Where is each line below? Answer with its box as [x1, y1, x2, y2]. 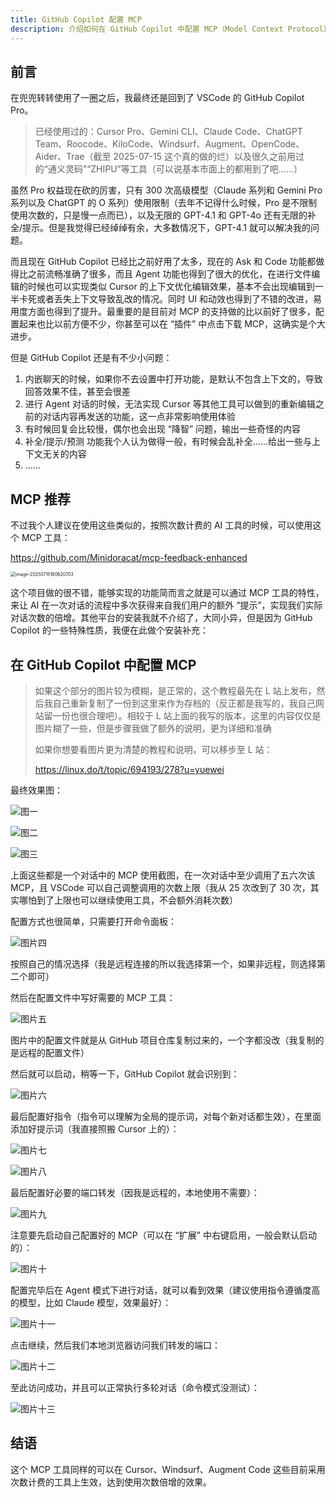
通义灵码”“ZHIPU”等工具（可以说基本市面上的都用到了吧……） [47, 163, 303, 175]
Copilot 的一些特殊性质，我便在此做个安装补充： [10, 624, 209, 636]
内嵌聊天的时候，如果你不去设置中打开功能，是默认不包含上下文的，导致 [24, 373, 323, 385]
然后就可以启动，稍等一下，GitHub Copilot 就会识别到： [10, 1067, 240, 1080]
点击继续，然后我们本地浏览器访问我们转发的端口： [10, 1339, 221, 1351]
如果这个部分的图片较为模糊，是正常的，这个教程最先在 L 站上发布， [34, 684, 317, 696]
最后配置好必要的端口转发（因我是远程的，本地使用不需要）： [10, 1186, 260, 1198]
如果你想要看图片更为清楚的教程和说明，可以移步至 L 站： [34, 743, 273, 755]
